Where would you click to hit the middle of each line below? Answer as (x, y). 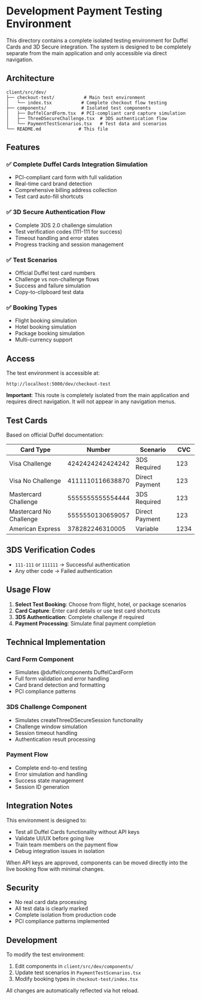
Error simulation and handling (51, 774)
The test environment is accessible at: (53, 373)
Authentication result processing (55, 739)
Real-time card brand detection (53, 184)
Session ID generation (42, 786)
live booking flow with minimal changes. (55, 869)
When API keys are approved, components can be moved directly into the (97, 863)
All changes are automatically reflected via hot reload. (73, 990)
